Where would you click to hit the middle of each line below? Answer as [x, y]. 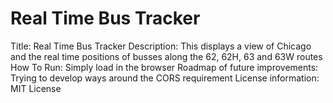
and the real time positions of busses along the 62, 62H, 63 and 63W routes [166, 56]
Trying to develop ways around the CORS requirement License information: [165, 78]
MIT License [36, 88]
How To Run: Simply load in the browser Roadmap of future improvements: [164, 67]
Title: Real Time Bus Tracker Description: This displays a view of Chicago [161, 46]
